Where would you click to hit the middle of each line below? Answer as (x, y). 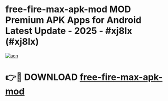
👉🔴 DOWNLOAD (41, 77)
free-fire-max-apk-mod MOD (68, 9)
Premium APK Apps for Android (73, 20)
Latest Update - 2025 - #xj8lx (69, 31)
